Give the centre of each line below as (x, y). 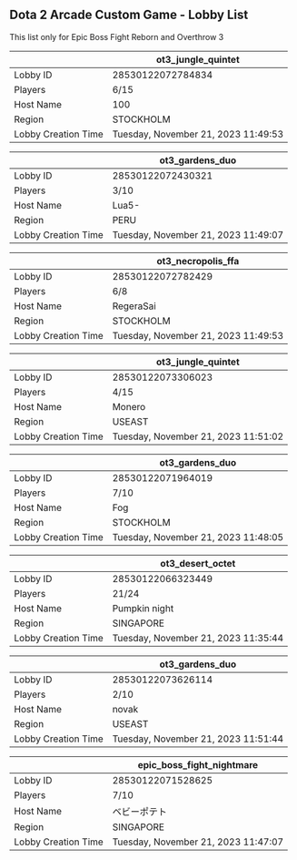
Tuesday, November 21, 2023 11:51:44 (198, 739)
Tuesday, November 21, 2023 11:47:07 (198, 842)
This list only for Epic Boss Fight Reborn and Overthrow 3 (117, 36)
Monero (129, 406)
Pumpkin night (143, 608)
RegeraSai (134, 306)
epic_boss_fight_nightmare (198, 764)
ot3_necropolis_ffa (198, 261)
